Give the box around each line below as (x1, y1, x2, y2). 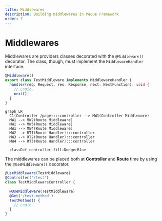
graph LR (5, 109, 23, 114)
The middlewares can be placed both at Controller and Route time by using (5, 156, 157, 162)
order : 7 (5, 16, 23, 21)
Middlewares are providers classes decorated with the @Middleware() (5, 53, 144, 59)
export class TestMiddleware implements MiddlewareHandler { (5, 78, 132, 83)
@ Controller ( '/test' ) (5, 175, 49, 181)
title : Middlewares (5, 7, 45, 12)
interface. (5, 64, 24, 70)
